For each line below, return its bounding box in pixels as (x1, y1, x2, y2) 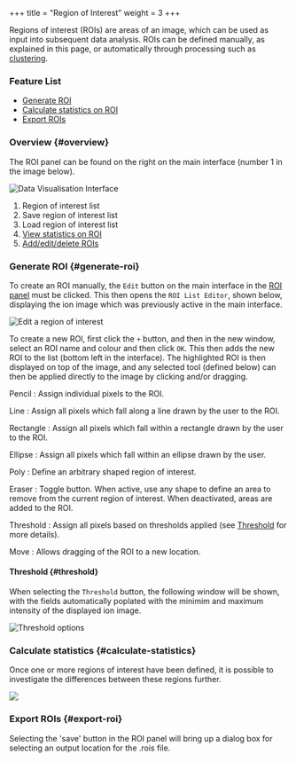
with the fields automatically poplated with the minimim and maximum (9, 596, 264, 607)
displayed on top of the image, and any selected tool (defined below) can (9, 361, 277, 372)
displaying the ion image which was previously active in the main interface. (9, 299, 283, 310)
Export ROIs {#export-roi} (9, 713, 122, 726)
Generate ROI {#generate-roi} (9, 260, 140, 272)
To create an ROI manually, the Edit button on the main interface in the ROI (9, 279, 283, 291)
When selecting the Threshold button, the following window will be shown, (9, 586, 280, 597)
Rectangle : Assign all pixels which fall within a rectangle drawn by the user (9, 422, 284, 433)
